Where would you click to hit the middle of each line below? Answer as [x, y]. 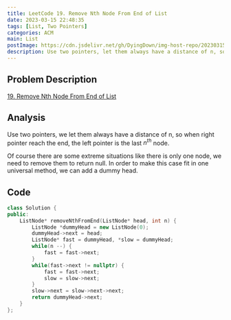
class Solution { [32, 208]
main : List [23, 39]
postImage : [23, 45]
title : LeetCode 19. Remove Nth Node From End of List [87, 13]
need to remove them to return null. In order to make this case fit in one [108, 163]
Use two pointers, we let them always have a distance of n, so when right [111, 134]
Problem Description [52, 80]
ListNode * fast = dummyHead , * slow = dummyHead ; [103, 240]
